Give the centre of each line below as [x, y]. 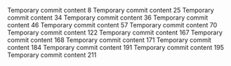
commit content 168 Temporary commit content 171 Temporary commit [110, 40]
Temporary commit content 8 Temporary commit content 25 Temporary [111, 10]
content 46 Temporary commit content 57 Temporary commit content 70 [112, 25]
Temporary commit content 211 [52, 55]
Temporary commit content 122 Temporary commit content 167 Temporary [115, 32]
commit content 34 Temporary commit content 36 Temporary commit [108, 18]
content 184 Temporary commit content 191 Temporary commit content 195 [116, 47]
